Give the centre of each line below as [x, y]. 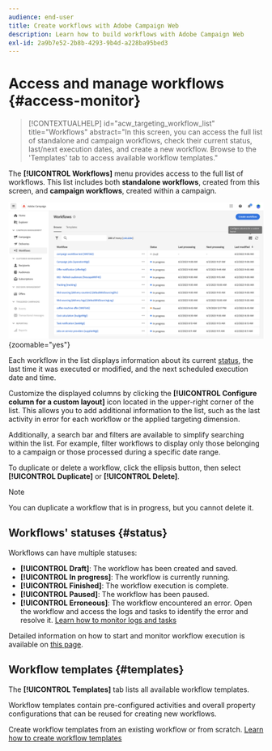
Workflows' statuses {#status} [88, 533]
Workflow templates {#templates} [96, 670]
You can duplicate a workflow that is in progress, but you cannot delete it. [131, 507]
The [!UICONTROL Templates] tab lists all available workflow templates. [129, 689]
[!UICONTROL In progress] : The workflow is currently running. [125, 577]
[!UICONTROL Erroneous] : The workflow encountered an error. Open [136, 603]
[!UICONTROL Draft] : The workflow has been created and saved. [129, 568]
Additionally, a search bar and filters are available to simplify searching [126, 434]
